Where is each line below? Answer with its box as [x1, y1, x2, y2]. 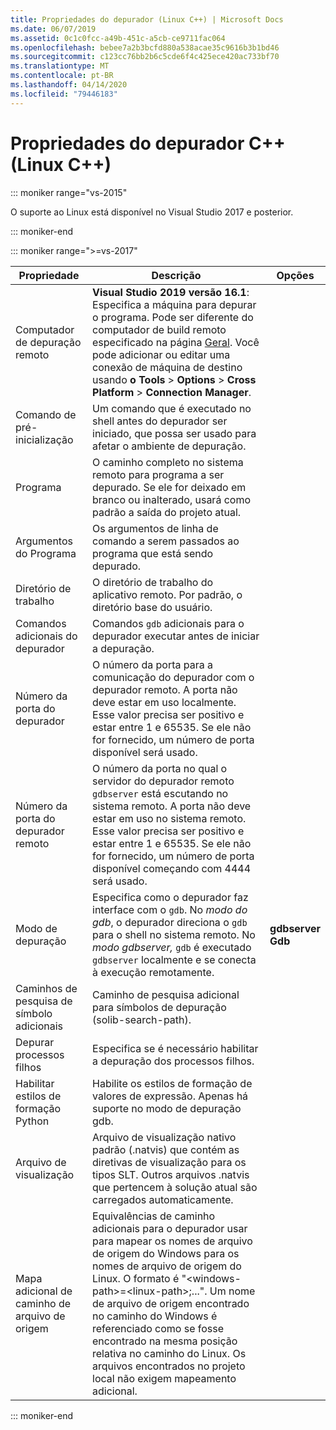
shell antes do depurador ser [92, 414, 228, 428]
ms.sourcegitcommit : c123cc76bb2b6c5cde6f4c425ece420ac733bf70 [10, 52, 280, 62]
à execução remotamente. [92, 965, 215, 979]
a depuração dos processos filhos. [92, 1054, 255, 1068]
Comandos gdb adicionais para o [92, 616, 245, 630]
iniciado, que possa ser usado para [92, 426, 257, 440]
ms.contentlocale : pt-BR [10, 71, 114, 81]
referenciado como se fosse [92, 1321, 225, 1335]
